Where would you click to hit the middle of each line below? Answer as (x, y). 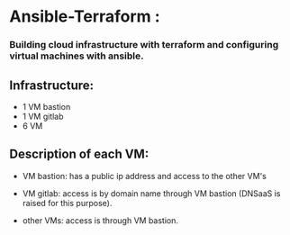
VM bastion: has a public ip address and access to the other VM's (145, 176)
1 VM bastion (46, 106)
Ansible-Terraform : (85, 17)
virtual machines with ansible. (77, 56)
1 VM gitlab (43, 116)
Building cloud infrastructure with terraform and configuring (144, 45)
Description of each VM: (79, 154)
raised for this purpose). (67, 203)
